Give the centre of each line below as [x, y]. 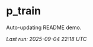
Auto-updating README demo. [44, 27]
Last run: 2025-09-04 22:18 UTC [46, 39]
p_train [24, 11]
